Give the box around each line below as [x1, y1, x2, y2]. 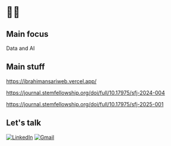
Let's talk [6, 118, 42, 128]
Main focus [6, 29, 49, 39]
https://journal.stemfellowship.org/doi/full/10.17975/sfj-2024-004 [6, 89, 165, 96]
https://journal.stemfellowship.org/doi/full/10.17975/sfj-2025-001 [6, 100, 164, 107]
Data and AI [6, 45, 35, 52]
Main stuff [6, 62, 45, 72]
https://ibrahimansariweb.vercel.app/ [6, 77, 97, 85]
